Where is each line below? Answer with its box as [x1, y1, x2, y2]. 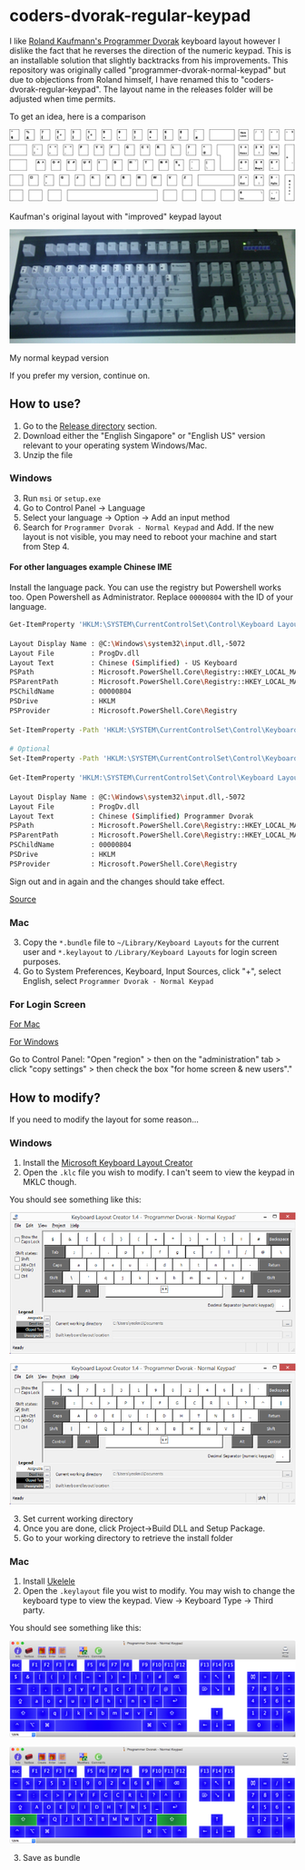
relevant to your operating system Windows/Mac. [22, 440, 208, 451]
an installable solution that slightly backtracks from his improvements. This [9, 55, 289, 65]
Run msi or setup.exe [22, 492, 102, 503]
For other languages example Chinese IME [9, 562, 172, 572]
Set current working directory [22, 1513, 133, 1524]
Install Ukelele [22, 1576, 75, 1587]
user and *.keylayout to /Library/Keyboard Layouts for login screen [22, 947, 278, 958]
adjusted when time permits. [9, 93, 116, 104]
